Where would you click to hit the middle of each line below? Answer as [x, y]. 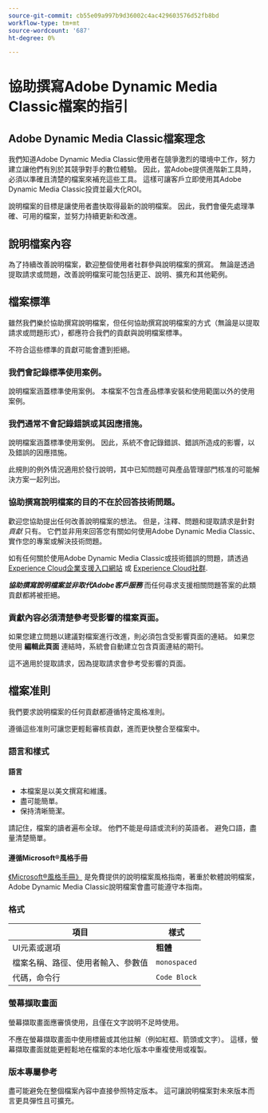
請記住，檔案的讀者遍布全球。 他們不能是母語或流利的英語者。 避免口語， [129, 828]
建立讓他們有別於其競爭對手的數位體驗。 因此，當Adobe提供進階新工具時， [132, 169]
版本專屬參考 [33, 1072]
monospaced [176, 962]
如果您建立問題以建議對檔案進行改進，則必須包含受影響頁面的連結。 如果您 [132, 637]
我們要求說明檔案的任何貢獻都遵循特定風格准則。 [89, 712]
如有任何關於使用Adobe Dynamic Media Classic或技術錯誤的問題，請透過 [128, 558]
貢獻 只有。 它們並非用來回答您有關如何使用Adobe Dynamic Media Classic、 [134, 531]
